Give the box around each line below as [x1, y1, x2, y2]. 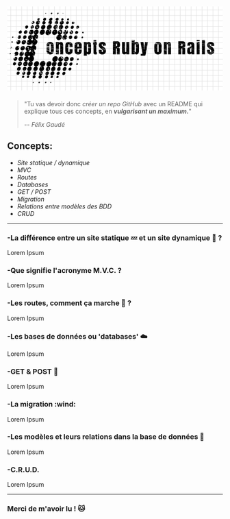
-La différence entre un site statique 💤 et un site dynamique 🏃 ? [7, 233, 222, 243]
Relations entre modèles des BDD [16, 202, 112, 210]
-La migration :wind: [7, 400, 77, 409]
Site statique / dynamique [16, 158, 90, 167]
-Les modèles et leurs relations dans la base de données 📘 [7, 432, 205, 442]
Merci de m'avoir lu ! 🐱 [7, 504, 86, 514]
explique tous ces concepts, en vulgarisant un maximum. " [23, 107, 192, 115]
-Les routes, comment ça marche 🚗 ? [7, 298, 132, 308]
